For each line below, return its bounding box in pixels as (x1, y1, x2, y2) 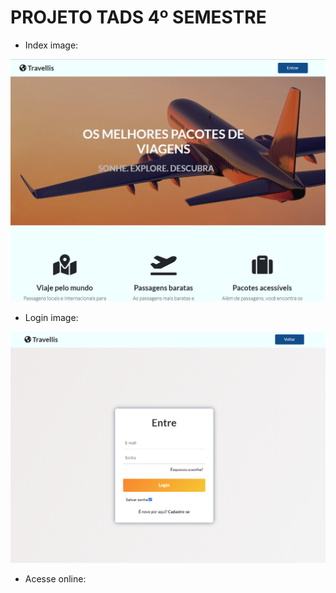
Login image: (24, 311, 79, 323)
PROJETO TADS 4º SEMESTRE (10, 6, 267, 29)
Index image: (24, 39, 79, 51)
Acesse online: (24, 573, 87, 585)
